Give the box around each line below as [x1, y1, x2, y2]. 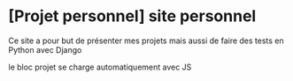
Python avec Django [8, 44, 82, 55]
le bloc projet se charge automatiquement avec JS [8, 62, 192, 72]
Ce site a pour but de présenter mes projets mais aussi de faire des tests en [8, 35, 284, 46]
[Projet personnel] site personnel [8, 6, 257, 26]
